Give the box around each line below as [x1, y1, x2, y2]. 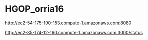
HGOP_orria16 [5, 3, 64, 15]
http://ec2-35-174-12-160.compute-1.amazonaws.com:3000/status [5, 29, 143, 35]
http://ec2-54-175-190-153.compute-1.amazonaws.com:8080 [5, 20, 132, 26]
